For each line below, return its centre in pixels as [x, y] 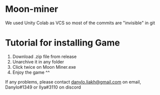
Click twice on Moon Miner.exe [44, 67]
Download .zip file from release [44, 56]
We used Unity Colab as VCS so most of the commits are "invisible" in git [80, 23]
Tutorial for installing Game [63, 43]
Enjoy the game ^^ [31, 72]
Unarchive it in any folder [38, 62]
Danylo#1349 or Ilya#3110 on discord [43, 87]
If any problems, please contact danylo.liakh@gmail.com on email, [73, 82]
